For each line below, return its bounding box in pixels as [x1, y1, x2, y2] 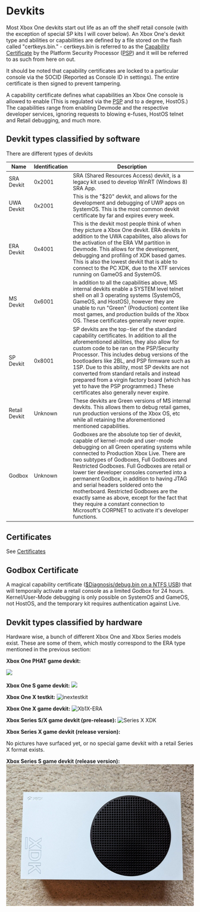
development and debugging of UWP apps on [73, 199, 185, 206]
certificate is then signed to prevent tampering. [6, 79, 122, 87]
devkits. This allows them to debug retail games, [73, 403, 191, 410]
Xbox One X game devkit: [6, 705, 71, 712]
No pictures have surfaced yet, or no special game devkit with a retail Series [6, 740, 193, 747]
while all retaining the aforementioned [73, 416, 165, 423]
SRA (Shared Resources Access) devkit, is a [73, 172, 181, 179]
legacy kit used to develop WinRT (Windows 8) [73, 178, 188, 186]
